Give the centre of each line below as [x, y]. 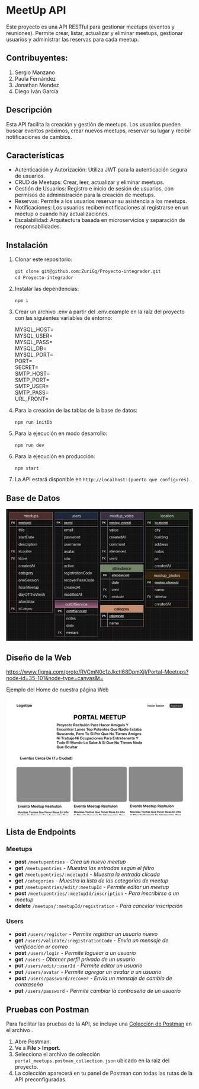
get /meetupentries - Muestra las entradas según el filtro [84, 868]
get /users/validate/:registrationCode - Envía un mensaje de [92, 941]
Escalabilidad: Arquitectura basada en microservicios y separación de [100, 220]
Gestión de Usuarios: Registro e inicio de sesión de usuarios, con [94, 189]
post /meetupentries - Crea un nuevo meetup [70, 862]
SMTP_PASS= [32, 393]
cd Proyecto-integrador [44, 278]
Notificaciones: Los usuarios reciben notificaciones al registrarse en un [102, 208]
